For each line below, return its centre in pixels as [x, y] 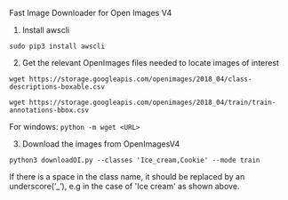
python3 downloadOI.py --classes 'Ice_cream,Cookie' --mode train [135, 160]
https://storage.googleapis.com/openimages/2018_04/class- [140, 79]
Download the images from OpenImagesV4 [101, 144]
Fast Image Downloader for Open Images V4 [91, 13]
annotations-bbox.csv [49, 110]
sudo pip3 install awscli [57, 46]
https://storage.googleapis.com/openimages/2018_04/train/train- [152, 102]
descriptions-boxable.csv [57, 87]
